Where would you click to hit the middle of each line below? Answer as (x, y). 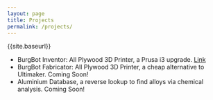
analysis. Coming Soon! (51, 89)
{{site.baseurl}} (29, 47)
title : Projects (31, 20)
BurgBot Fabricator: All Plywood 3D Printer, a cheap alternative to (111, 67)
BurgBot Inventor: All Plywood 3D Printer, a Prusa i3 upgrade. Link (111, 60)
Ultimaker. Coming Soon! (53, 74)
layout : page (26, 14)
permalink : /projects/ (40, 26)
